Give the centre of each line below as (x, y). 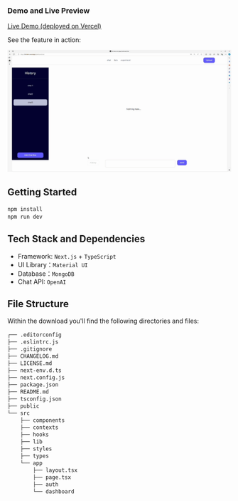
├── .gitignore (30, 349)
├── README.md (28, 392)
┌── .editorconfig (34, 335)
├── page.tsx (52, 477)
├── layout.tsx (55, 470)
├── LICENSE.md (30, 363)
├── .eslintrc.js (33, 342)
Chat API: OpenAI (42, 282)
